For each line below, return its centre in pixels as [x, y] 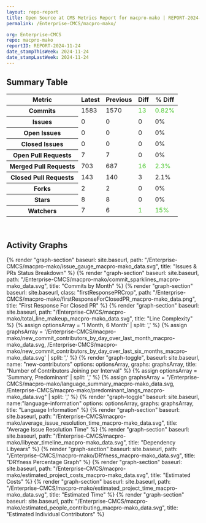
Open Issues [42, 133]
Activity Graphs [37, 245]
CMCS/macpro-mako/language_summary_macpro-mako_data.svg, [90, 384]
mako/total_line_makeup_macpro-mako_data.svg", [70, 319]
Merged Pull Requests [42, 166]
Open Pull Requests [42, 155]
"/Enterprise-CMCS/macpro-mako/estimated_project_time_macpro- [92, 488]
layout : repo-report [33, 12]
